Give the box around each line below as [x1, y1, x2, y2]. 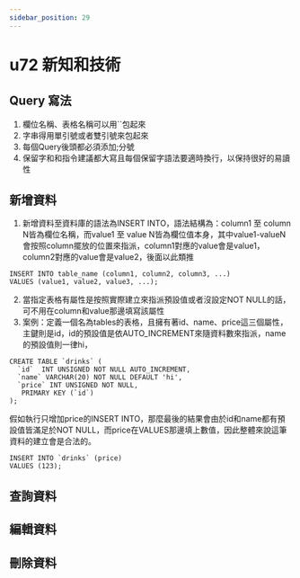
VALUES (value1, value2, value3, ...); [9, 278, 159, 287]
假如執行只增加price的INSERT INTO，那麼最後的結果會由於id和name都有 [9, 413, 278, 424]
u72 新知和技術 [9, 55, 121, 75]
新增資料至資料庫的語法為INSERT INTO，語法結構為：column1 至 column [22, 218, 292, 229]
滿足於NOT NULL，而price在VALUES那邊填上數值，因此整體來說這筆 [32, 424, 287, 436]
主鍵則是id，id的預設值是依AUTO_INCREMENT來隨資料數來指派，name [22, 328, 287, 339]
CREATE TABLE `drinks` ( [9, 357, 102, 367]
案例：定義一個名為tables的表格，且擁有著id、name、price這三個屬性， [22, 316, 288, 328]
